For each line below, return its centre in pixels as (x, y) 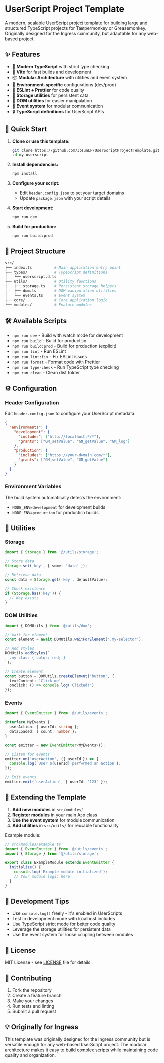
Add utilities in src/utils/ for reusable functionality (66, 825)
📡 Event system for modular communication (58, 106)
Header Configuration (32, 402)
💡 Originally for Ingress (42, 1027)
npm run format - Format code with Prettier (56, 362)
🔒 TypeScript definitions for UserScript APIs (58, 111)
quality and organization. (31, 1055)
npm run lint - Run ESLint (39, 351)
